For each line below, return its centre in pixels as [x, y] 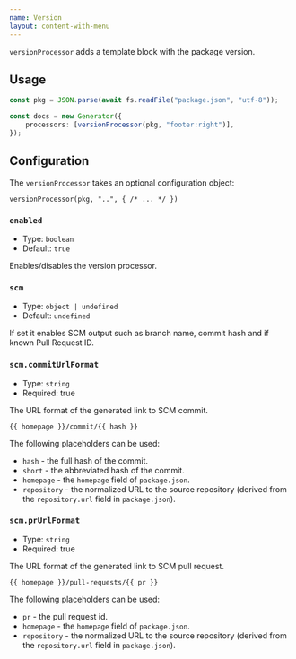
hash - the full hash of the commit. [85, 460]
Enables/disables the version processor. [83, 265]
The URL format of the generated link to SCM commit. [109, 410]
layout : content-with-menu [60, 26]
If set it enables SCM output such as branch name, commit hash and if [139, 334]
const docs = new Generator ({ [66, 117]
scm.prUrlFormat [45, 520]
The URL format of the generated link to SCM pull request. [117, 566]
